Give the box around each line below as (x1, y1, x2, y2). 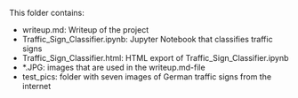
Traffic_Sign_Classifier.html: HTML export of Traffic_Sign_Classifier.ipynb (21, 53, 289, 63)
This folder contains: (9, 8, 85, 18)
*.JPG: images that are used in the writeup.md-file (21, 62, 206, 72)
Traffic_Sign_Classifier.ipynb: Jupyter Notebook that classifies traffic (21, 34, 273, 44)
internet (21, 81, 52, 91)
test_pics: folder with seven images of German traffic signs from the (21, 72, 272, 82)
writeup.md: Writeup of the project (21, 25, 149, 34)
